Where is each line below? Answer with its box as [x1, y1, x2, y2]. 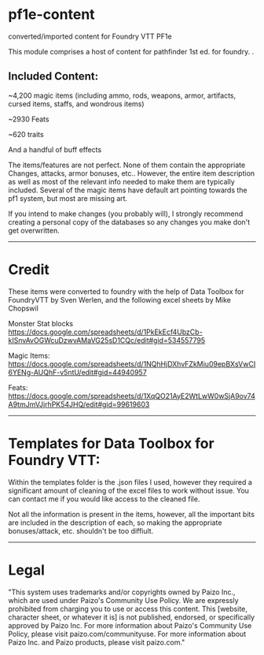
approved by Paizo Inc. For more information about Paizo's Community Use [8, 620, 252, 630]
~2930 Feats [8, 114, 49, 124]
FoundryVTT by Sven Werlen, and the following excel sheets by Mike [8, 295, 232, 304]
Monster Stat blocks [8, 318, 73, 328]
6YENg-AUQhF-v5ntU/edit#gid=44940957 [8, 367, 147, 377]
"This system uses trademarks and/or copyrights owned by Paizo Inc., [8, 587, 236, 597]
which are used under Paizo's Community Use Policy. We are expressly [8, 595, 239, 605]
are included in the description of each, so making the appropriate [8, 518, 222, 527]
